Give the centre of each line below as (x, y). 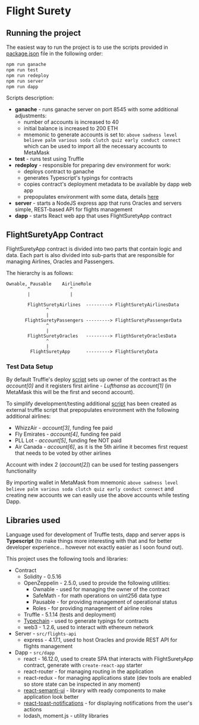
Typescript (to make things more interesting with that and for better (89, 541)
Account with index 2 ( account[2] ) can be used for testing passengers (92, 465)
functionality (21, 471)
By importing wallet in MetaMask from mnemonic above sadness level (92, 483)
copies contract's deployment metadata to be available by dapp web (108, 184)
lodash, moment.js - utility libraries (66, 716)
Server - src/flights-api (46, 634)
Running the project (44, 33)
